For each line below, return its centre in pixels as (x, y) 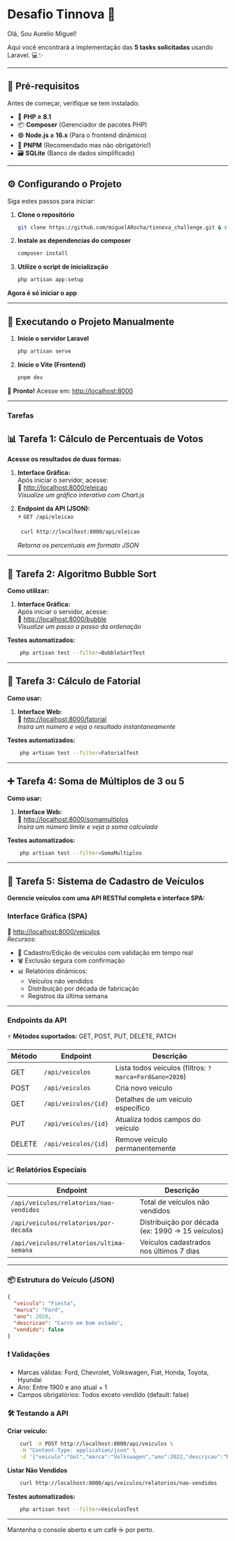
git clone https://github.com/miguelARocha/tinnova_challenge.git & (119, 227)
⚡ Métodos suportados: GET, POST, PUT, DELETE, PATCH (92, 1036)
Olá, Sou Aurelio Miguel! (42, 34)
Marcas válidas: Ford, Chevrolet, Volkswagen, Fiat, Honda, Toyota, (113, 1372)
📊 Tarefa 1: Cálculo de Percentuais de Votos (105, 439)
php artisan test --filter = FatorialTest (79, 753)
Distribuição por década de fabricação (83, 988)
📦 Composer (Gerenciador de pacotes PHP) (82, 125)
